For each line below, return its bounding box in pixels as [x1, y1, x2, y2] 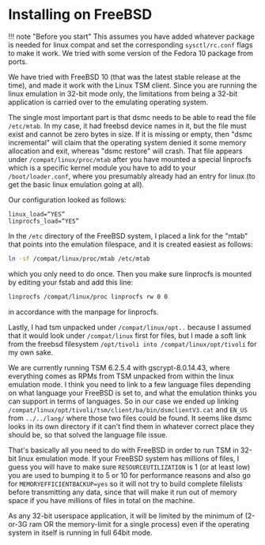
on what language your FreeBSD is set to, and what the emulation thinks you [8, 388, 257, 397]
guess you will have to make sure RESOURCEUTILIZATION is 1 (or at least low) [8, 462, 251, 472]
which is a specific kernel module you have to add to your [8, 163, 196, 172]
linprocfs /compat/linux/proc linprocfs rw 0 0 [8, 292, 168, 301]
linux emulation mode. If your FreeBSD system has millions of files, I [18, 453, 240, 463]
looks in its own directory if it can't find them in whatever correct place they [8, 421, 255, 431]
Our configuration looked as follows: [8, 195, 127, 205]
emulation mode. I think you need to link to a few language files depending [8, 379, 252, 389]
